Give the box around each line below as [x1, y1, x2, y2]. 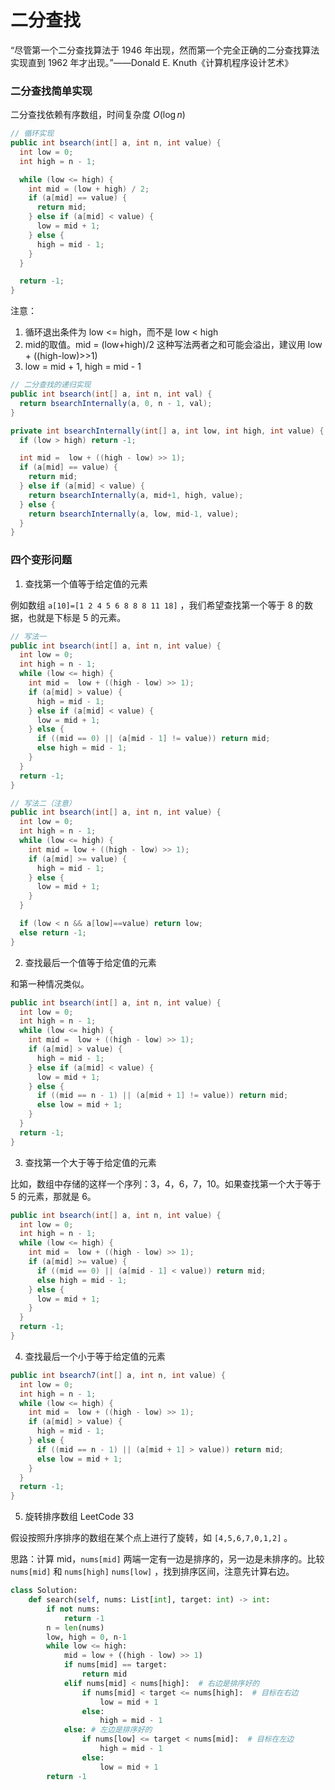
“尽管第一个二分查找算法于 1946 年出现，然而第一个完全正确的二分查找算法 [10, 44, 320, 56]
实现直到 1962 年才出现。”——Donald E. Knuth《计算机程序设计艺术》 [10, 56, 294, 68]
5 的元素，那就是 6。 [10, 1190, 97, 1202]
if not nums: [46, 1604, 101, 1614]
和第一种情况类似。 [10, 977, 90, 990]
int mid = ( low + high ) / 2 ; [28, 184, 150, 194]
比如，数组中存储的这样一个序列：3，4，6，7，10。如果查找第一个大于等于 [10, 1177, 322, 1190]
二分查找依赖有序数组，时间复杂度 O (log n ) [10, 109, 186, 121]
